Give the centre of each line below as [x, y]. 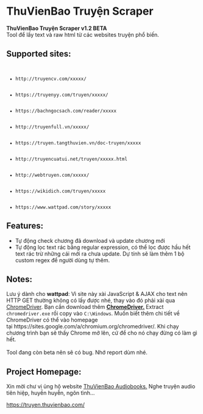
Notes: [19, 279]
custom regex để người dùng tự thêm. [62, 260]
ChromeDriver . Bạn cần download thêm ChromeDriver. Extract [85, 307]
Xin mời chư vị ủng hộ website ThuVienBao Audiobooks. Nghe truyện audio [101, 386]
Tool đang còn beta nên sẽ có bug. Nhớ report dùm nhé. [77, 352]
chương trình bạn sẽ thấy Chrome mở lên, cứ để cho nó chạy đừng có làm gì [102, 333]
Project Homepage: [44, 371]
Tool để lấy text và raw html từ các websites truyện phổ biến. [83, 34]
